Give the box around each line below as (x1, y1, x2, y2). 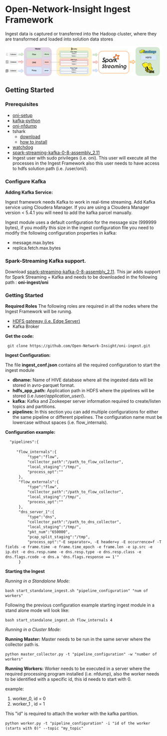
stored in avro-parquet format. (12, 382, 75, 388)
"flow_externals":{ (18, 479, 59, 485)
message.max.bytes (12, 239, 54, 246)
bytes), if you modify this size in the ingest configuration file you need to (5, 224, 154, 231)
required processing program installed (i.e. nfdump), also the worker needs (5, 671, 160, 677)
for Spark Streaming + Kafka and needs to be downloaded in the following (5, 274, 158, 280)
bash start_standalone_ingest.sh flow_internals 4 (5, 618, 113, 623)
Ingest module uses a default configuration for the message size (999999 (5, 219, 157, 225)
